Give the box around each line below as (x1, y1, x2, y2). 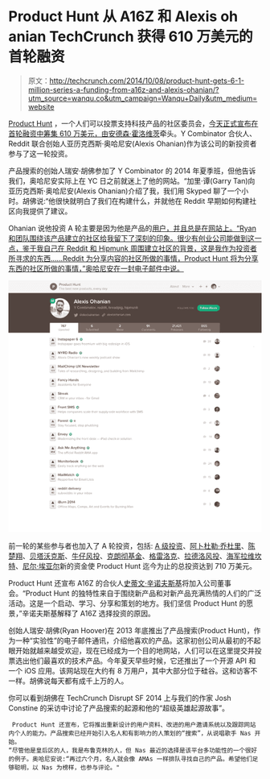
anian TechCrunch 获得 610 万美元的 (8, 27, 253, 46)
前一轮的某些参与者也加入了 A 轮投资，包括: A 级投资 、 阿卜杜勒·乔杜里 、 (8, 541, 249, 551)
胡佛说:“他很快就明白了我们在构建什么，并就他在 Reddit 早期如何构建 (22, 196, 250, 205)
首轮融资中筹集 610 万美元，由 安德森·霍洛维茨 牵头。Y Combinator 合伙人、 (8, 128, 257, 138)
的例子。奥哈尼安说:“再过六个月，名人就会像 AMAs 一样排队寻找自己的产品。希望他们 (8, 755, 253, 764)
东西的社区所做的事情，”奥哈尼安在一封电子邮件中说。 (8, 263, 185, 273)
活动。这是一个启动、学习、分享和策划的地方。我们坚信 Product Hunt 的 (8, 599, 247, 608)
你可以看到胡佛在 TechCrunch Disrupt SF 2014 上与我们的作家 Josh (8, 694, 231, 703)
